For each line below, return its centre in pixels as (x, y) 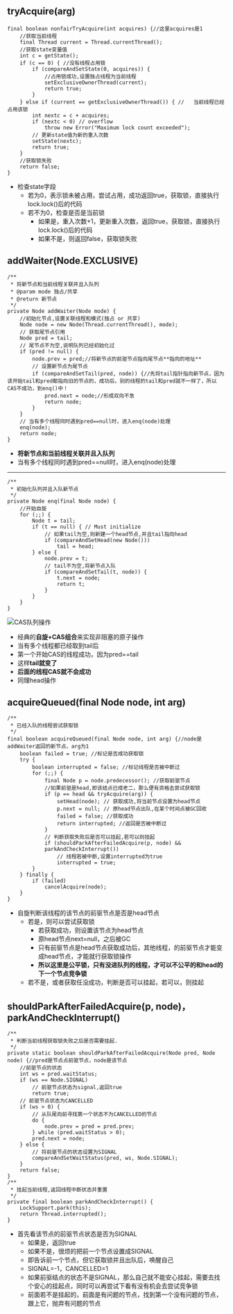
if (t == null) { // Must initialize (86, 527)
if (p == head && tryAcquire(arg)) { (99, 794)
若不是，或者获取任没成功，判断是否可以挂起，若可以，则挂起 (116, 982)
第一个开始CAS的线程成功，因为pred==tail (78, 654)
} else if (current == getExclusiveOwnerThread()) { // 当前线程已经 (122, 102)
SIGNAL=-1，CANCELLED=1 (68, 1269)
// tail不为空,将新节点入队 (80, 566)
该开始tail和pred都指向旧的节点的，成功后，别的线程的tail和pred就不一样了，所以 (112, 381)
